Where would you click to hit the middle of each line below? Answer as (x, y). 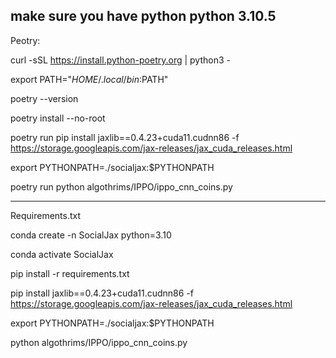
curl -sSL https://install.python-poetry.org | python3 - (120, 60)
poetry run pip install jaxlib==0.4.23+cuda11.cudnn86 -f (125, 137)
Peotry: (25, 40)
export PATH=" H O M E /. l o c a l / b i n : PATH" (89, 79)
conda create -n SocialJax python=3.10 (91, 235)
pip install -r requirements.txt (70, 273)
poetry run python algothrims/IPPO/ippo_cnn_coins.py (121, 186)
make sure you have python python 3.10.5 (143, 16)
